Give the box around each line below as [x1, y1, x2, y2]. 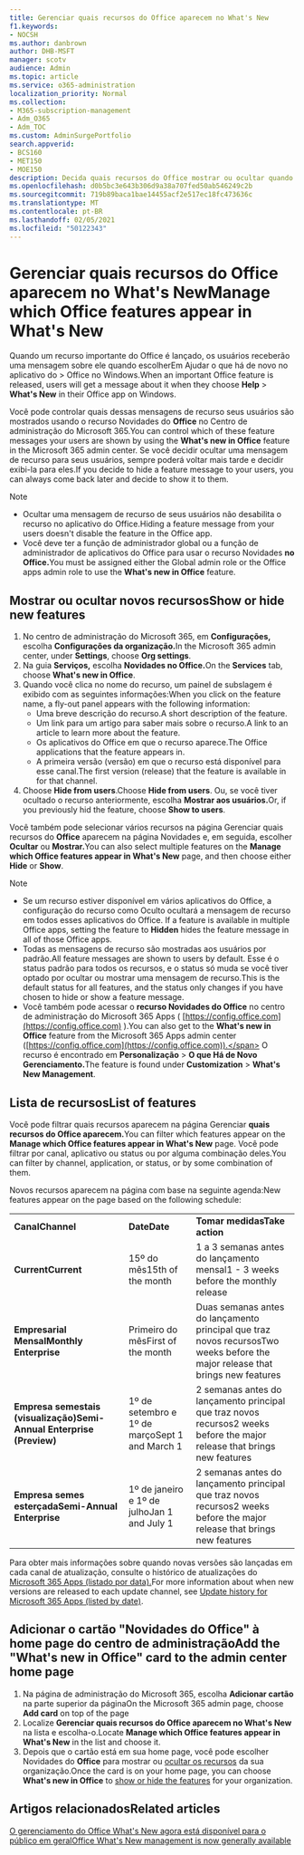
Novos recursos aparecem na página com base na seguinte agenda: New [9, 1185, 281, 1196]
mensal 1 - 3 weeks [195, 1264, 280, 1276]
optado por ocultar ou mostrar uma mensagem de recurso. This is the [22, 973, 280, 984]
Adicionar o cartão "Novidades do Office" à [9, 1622, 260, 1638]
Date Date [128, 1220, 170, 1233]
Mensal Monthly [14, 1335, 83, 1348]
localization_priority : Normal [9, 89, 128, 98]
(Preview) [14, 1435, 57, 1447]
